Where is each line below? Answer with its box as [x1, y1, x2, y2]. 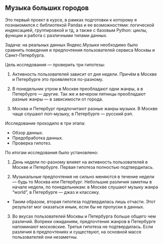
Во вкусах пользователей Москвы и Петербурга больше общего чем [12, 213, 156, 219]
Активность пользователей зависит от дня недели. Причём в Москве [12, 71, 157, 77]
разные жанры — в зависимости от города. [12, 96, 103, 102]
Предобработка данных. [12, 135, 63, 141]
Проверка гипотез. [12, 140, 52, 146]
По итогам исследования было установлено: [5, 149, 99, 155]
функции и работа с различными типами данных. [5, 32, 108, 38]
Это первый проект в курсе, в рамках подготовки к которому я [5, 17, 137, 22]
